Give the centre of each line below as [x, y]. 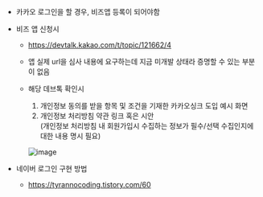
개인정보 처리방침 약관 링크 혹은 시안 [97, 116]
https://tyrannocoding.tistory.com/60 [89, 185]
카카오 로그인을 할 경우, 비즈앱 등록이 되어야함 [88, 12]
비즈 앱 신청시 [37, 29]
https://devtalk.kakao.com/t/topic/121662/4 [99, 45]
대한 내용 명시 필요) [70, 136]
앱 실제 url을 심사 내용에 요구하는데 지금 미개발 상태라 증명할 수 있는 [134, 62]
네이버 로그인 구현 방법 [51, 168]
